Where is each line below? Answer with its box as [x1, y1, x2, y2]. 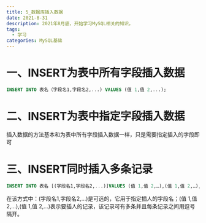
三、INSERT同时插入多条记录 [6, 162, 153, 176]
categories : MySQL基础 [6, 37, 63, 44]
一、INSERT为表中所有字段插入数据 [6, 66, 185, 80]
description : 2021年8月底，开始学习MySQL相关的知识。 [6, 20, 134, 26]
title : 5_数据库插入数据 [6, 9, 63, 15]
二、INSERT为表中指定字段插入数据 [6, 109, 185, 123]
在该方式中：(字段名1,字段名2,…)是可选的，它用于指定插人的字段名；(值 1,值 [6, 195, 197, 202]
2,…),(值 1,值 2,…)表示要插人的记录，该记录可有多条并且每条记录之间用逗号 [6, 202, 196, 209]
